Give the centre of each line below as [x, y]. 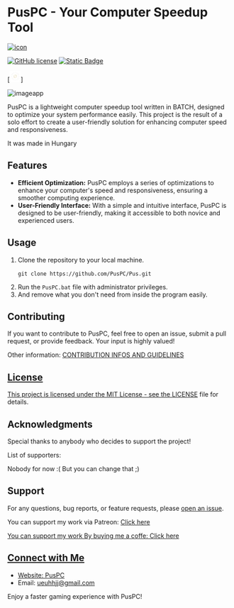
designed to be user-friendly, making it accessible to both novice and [119, 213]
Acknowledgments [50, 424]
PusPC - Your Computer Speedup [107, 12]
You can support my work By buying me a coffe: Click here [93, 536]
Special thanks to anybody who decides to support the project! [99, 441]
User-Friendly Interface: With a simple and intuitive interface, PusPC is [122, 205]
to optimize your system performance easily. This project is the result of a [115, 114]
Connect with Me [46, 558]
